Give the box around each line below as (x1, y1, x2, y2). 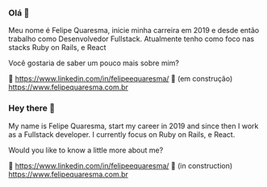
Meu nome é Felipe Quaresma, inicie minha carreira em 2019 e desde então (8, 26, 260, 35)
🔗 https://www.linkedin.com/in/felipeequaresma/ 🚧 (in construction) (8, 160, 233, 170)
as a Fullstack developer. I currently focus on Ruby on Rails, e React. (8, 129, 236, 139)
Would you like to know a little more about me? (8, 145, 164, 155)
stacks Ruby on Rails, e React (8, 43, 106, 52)
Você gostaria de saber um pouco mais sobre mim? (8, 58, 180, 68)
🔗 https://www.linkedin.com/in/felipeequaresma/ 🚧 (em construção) (8, 74, 233, 84)
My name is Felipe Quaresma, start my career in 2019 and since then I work (8, 121, 259, 131)
